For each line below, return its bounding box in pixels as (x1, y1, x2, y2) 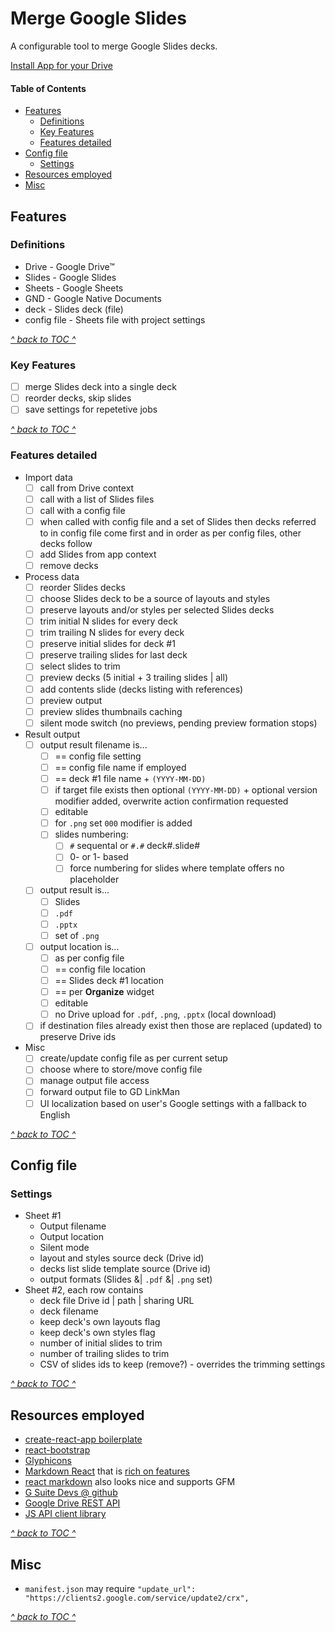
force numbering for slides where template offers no (69, 862, 285, 874)
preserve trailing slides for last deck (39, 649, 188, 661)
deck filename (39, 1305, 99, 1317)
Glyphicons (24, 1455, 72, 1467)
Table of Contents (10, 82, 87, 94)
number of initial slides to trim (39, 1337, 163, 1349)
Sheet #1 (24, 1210, 62, 1222)
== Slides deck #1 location (54, 974, 164, 986)
